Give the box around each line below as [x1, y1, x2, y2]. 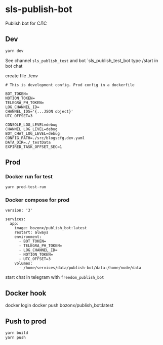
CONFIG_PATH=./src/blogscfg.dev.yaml [5, 135, 85, 140]
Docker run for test [5, 173, 53, 180]
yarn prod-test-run [5, 184, 47, 190]
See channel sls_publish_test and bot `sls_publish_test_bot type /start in [5, 57, 158, 64]
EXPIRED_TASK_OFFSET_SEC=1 [5, 144, 62, 150]
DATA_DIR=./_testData [5, 140, 51, 145]
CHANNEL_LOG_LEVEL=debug [5, 126, 58, 132]
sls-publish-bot [5, 4, 72, 15]
